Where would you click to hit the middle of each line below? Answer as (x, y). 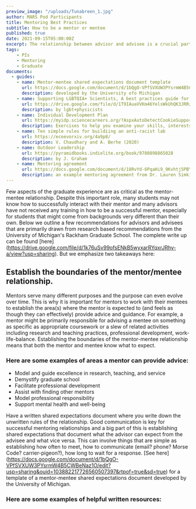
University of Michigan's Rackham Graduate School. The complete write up (97, 235)
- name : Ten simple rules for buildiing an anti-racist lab (91, 131)
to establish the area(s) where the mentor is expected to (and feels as (90, 308)
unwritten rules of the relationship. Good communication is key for (85, 422)
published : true (26, 33)
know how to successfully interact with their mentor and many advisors (92, 204)
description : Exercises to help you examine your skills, (93, 126)
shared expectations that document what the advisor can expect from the (94, 434)
